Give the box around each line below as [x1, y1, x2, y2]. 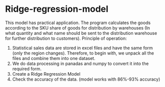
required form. [12, 65, 42, 72]
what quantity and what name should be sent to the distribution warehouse [5, 30, 158, 36]
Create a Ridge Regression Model [12, 71, 80, 77]
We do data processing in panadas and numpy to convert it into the [12, 60, 149, 66]
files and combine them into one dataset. [12, 55, 96, 61]
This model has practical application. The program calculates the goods [5, 20, 151, 26]
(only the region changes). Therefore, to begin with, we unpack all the [12, 50, 154, 56]
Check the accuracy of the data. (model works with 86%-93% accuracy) [12, 76, 161, 82]
